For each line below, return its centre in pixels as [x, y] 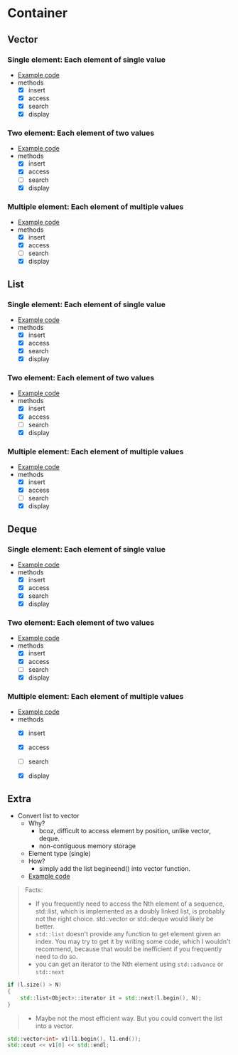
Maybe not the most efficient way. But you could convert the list [129, 1018]
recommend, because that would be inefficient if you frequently [129, 949]
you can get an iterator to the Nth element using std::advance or [129, 964]
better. [45, 926]
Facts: [34, 890]
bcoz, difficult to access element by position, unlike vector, [125, 831]
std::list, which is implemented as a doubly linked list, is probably [130, 911]
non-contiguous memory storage [87, 846]
